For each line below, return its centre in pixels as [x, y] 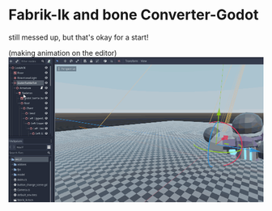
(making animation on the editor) [63, 53]
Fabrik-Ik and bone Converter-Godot [134, 15]
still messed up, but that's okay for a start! [79, 37]
